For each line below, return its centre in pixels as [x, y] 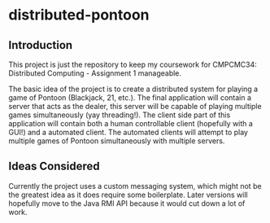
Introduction [41, 45]
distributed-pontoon [79, 15]
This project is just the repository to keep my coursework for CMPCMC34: [133, 64]
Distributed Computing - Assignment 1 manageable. [95, 73]
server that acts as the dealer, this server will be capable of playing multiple [135, 106]
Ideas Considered [54, 166]
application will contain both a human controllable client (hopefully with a [131, 123]
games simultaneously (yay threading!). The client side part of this [120, 115]
